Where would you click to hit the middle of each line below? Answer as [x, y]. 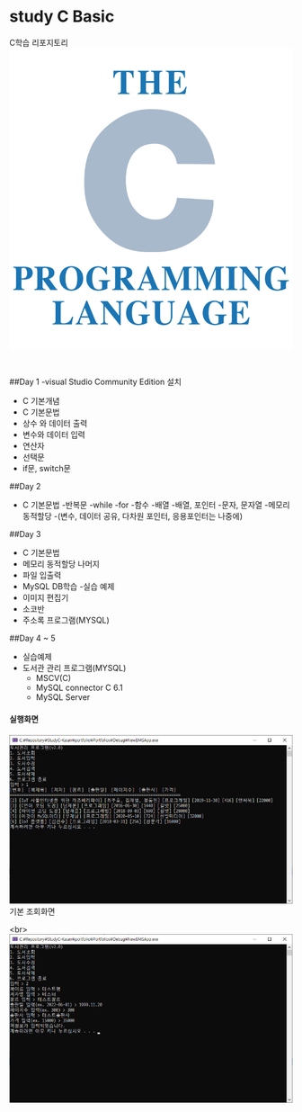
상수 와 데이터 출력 [55, 424]
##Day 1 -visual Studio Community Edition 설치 [96, 382]
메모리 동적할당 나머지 [61, 564]
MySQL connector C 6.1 [79, 688]
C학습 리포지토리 [39, 42]
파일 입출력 [42, 575]
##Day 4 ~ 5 [32, 638]
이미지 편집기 [45, 598]
